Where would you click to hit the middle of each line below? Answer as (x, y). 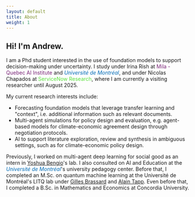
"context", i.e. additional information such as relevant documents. (93, 114)
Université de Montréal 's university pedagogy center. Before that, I (86, 169)
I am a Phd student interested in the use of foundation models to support (94, 60)
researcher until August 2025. (42, 85)
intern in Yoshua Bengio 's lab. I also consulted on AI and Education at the (94, 163)
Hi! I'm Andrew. (35, 46)
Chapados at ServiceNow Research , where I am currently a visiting (87, 79)
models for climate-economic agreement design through (100, 127)
